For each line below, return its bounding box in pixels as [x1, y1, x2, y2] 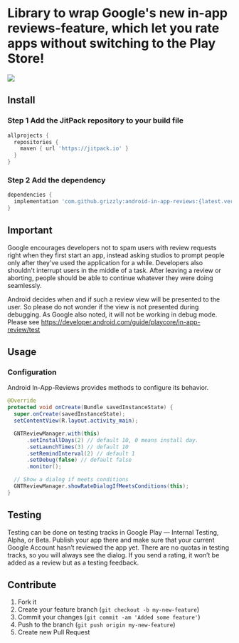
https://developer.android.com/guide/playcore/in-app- [41, 317, 201, 326]
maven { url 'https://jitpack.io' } [20, 145, 129, 153]
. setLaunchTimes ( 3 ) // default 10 [26, 443, 129, 451]
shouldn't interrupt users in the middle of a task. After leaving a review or [7, 266, 222, 274]
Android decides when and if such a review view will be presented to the [7, 294, 221, 304]
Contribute [7, 579, 57, 591]
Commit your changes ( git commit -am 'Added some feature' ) [17, 613, 201, 622]
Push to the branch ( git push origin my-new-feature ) [17, 620, 176, 629]
